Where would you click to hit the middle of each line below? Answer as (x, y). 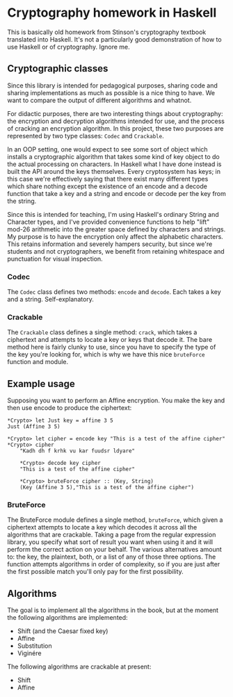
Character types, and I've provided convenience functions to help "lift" (109, 222)
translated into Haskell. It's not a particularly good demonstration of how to (114, 39)
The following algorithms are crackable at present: (79, 667)
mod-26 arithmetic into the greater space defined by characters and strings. (116, 229)
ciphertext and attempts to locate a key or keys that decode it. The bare (110, 340)
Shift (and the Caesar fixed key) (63, 631)
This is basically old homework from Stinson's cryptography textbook (107, 32)
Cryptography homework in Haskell (112, 13)
